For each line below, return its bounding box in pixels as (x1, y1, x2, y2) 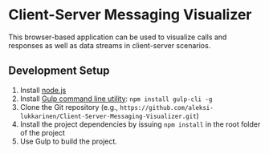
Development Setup (8, 64, 110, 78)
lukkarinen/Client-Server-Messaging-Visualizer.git (19, 112, 197, 120)
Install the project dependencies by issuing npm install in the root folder (19, 119, 261, 129)
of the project (19, 128, 66, 137)
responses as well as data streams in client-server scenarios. (8, 40, 211, 50)
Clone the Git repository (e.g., (19, 102, 119, 111)
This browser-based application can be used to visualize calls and (8, 32, 227, 42)
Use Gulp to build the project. (19, 136, 118, 146)
